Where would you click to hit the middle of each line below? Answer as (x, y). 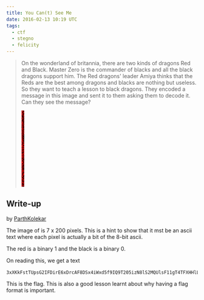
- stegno (23, 39)
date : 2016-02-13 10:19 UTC (42, 19)
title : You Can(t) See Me (39, 13)
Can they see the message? (56, 102)
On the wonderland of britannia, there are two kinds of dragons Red (106, 63)
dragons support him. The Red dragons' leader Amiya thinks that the (107, 76)
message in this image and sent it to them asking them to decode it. (106, 95)
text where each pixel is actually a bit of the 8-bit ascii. (75, 237)
